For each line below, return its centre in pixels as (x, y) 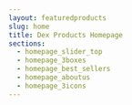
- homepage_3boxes (52, 60)
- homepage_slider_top (60, 52)
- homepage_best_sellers (64, 69)
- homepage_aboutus (54, 78)
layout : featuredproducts (57, 18)
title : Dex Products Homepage (66, 35)
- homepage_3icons (52, 86)
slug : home (29, 26)
